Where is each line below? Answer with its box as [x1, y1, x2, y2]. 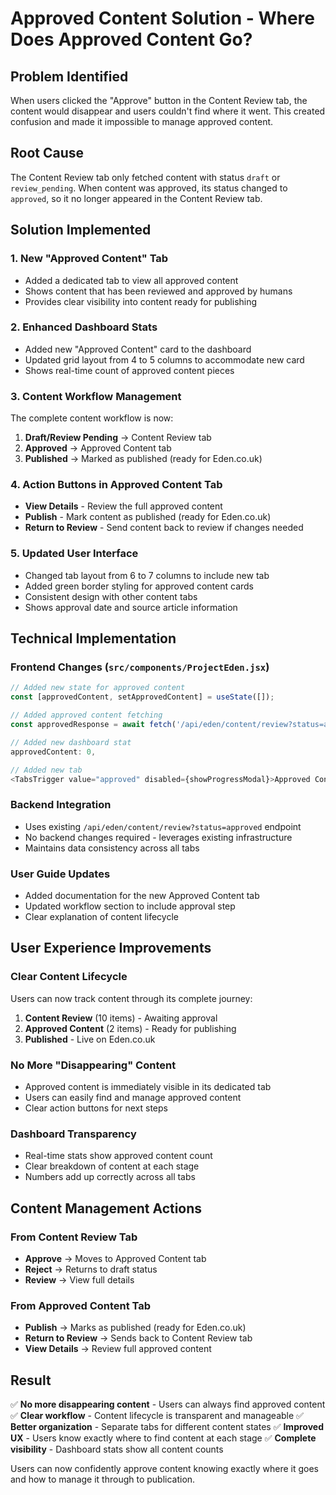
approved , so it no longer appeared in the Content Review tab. [10, 192, 263, 204]
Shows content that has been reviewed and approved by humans [24, 285, 293, 297]
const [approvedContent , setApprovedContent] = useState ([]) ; [10, 692, 275, 702]
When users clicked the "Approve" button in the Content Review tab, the [10, 95, 308, 106]
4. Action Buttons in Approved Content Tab [10, 478, 223, 492]
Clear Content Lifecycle [10, 970, 128, 984]
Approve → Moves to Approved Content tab [24, 1252, 207, 1264]
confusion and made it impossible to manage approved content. [10, 116, 274, 127]
